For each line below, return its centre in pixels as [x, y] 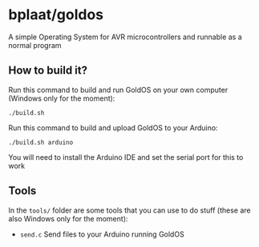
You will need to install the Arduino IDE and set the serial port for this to [126, 157]
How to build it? [48, 71]
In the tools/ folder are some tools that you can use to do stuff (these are [129, 210]
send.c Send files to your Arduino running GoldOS [102, 234]
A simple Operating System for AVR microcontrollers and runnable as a [125, 37]
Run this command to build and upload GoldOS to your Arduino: [113, 127]
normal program [35, 45]
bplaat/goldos [56, 15]
